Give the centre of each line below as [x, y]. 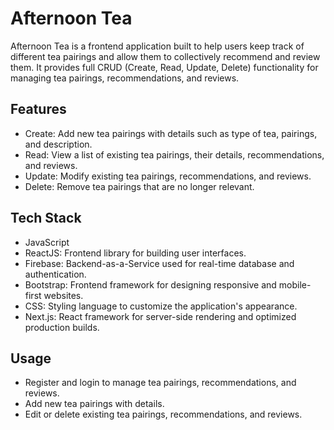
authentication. [55, 274]
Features [38, 109]
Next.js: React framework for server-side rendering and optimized [160, 316]
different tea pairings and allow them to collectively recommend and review [165, 56]
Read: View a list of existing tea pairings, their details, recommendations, [174, 154]
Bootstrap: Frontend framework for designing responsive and [150, 284]
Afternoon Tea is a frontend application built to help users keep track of [157, 46]
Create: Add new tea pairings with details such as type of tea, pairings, [171, 133]
